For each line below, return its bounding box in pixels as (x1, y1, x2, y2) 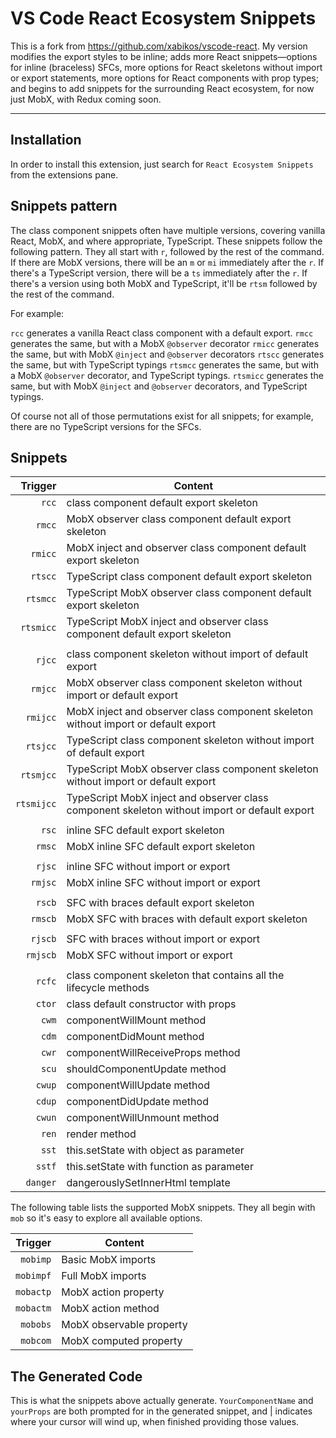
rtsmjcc (20, 770, 57, 781)
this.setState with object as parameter (66, 1143, 245, 1157)
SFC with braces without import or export (66, 932, 261, 946)
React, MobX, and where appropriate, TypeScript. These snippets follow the (10, 235, 323, 247)
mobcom (20, 1335, 52, 1347)
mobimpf (15, 1270, 52, 1282)
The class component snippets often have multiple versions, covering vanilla (10, 224, 326, 236)
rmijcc (25, 712, 57, 724)
